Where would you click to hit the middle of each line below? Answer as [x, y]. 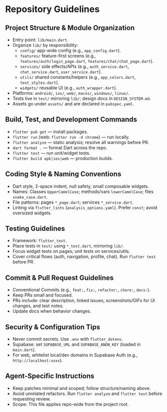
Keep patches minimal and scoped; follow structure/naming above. [81, 388]
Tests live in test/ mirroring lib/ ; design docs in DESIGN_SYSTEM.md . [82, 98]
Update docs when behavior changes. [52, 311]
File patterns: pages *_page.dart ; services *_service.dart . [73, 202]
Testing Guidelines [35, 229]
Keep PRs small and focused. [43, 295]
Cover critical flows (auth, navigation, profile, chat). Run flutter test [84, 256]
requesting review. [32, 399]
